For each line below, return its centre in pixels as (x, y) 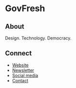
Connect (19, 53)
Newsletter (23, 70)
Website (20, 65)
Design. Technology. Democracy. (38, 38)
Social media (25, 75)
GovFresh (25, 9)
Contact (20, 80)
